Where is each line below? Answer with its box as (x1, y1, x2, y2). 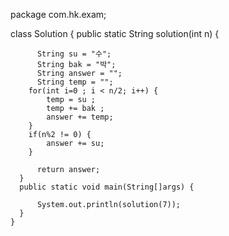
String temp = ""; (36, 77, 114, 87)
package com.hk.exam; (10, 9, 107, 20)
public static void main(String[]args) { (19, 182, 195, 192)
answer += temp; (46, 112, 114, 122)
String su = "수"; (36, 49, 112, 59)
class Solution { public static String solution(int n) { (10, 28, 220, 39)
